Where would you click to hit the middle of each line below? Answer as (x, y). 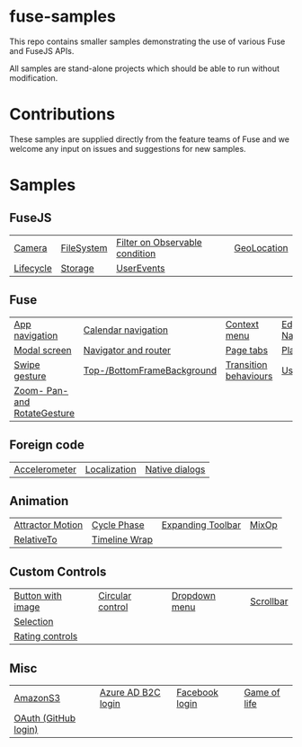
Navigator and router (127, 350)
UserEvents (141, 268)
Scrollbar (269, 601)
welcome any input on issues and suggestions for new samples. (128, 148)
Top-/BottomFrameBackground (150, 370)
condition (136, 253)
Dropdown (193, 596)
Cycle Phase (118, 525)
